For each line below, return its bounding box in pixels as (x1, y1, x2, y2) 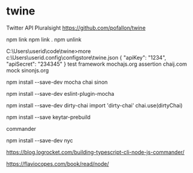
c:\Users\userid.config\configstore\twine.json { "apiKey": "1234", (6, 54, 167, 61)
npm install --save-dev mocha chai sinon (6, 78, 108, 86)
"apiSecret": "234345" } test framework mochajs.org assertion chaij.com (6, 60, 188, 68)
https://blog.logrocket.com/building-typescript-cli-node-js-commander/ (6, 148, 185, 156)
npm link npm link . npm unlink (6, 36, 82, 43)
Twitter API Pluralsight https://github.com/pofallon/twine (6, 24, 146, 31)
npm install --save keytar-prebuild (6, 113, 91, 121)
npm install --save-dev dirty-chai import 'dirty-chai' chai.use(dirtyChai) (6, 101, 183, 109)
